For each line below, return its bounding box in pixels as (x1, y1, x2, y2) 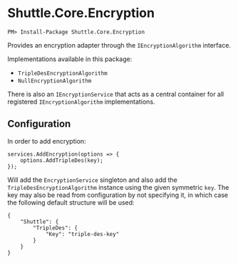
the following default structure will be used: (7, 198, 135, 207)
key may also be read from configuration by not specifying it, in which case (7, 190, 229, 199)
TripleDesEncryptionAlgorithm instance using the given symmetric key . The (7, 183, 229, 191)
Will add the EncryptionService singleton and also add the (7, 176, 178, 184)
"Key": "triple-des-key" (45, 230, 120, 237)
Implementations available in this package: (7, 55, 133, 63)
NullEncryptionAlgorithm (17, 77, 92, 85)
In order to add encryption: (7, 136, 87, 145)
